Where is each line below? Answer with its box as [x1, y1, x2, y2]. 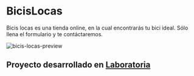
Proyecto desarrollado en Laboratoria [6, 60, 151, 70]
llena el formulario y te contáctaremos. [6, 30, 103, 37]
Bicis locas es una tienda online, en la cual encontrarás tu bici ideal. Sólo [6, 24, 189, 31]
